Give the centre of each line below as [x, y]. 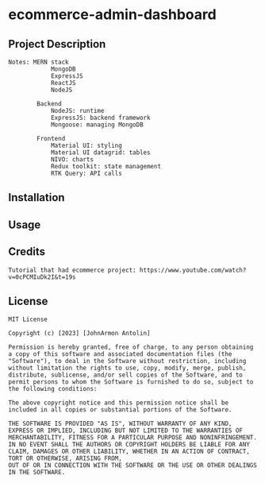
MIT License [28, 319]
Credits [27, 252]
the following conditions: [53, 389]
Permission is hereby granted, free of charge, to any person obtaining [131, 347]
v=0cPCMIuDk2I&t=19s [42, 277]
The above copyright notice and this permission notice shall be [118, 403]
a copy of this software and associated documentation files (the [120, 354]
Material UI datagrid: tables [100, 153]
